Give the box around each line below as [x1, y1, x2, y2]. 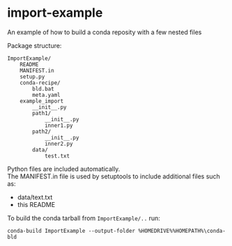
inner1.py [44, 122, 73, 129]
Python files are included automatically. [7, 164, 121, 173]
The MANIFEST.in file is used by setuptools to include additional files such [7, 172, 221, 180]
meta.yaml [32, 91, 61, 98]
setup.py [20, 73, 45, 80]
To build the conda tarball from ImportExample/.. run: [7, 214, 160, 222]
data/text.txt [17, 193, 53, 201]
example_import [20, 98, 64, 105]
